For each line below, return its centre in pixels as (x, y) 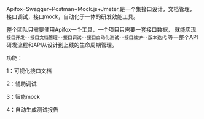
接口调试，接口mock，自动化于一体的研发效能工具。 (73, 16)
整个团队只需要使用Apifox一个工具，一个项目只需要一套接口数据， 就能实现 (101, 30)
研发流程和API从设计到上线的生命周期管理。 (62, 45)
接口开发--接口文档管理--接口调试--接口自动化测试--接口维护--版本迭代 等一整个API (102, 37)
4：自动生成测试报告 (33, 110)
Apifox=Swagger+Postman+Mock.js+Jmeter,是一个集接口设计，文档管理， (101, 9)
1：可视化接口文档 (29, 71)
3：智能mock (23, 97)
